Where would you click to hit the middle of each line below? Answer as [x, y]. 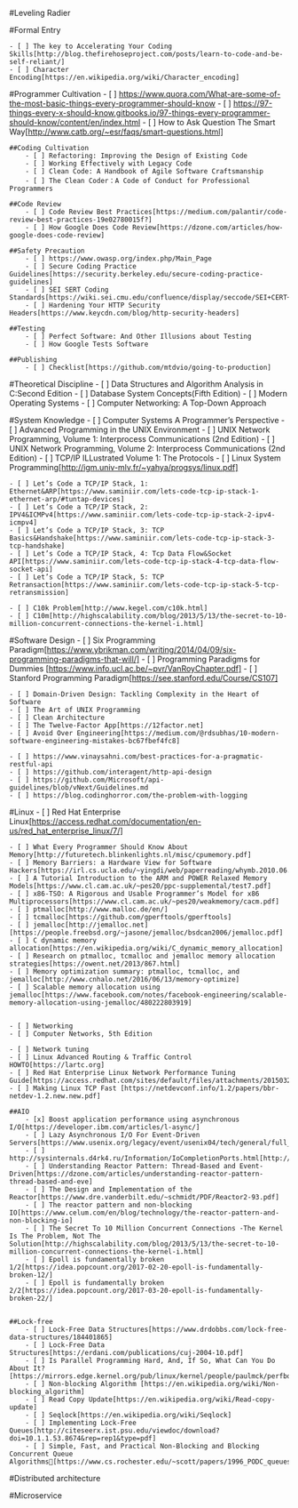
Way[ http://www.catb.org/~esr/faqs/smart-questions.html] [116, 132]
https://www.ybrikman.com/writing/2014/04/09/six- [141, 650]
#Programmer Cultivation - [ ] [63, 94]
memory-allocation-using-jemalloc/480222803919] [101, 1003]
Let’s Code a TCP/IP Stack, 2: [90, 507]
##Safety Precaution [47, 251]
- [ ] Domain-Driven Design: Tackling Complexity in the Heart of [134, 694]
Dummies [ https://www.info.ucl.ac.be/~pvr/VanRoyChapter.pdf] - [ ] [133, 669]
